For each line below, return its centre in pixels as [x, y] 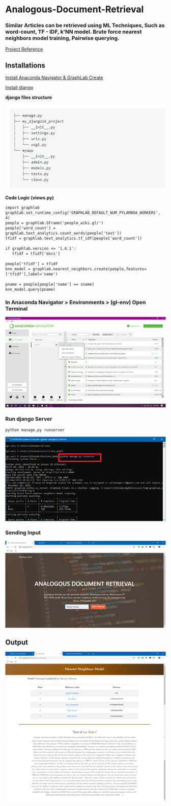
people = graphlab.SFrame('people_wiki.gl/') [54, 223]
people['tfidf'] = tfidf [32, 264]
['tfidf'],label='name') [32, 274]
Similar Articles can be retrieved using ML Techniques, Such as [85, 26]
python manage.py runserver [35, 430]
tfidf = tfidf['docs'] [36, 254]
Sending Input [23, 533]
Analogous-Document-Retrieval [75, 9]
